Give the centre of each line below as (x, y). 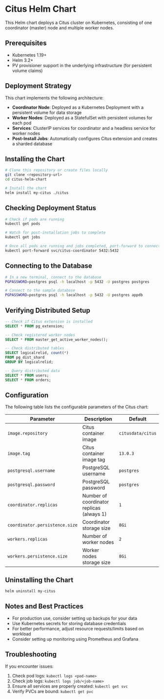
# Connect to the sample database (40, 291)
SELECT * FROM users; (27, 375)
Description (98, 419)
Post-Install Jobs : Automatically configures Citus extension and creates (85, 139)
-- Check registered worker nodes (40, 335)
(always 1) (94, 514)
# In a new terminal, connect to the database (53, 277)
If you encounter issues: (29, 666)
